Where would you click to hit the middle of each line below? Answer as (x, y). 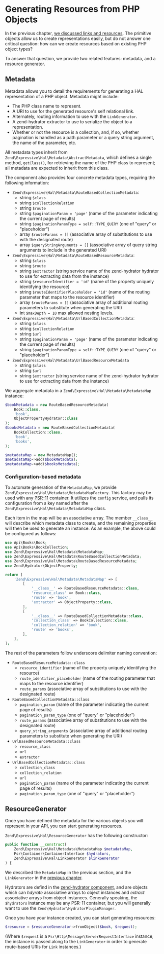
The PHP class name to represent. (47, 106)
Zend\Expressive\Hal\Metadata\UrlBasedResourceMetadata (70, 360)
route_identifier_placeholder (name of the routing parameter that (87, 678)
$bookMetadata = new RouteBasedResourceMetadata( (57, 405)
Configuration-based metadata (43, 477)
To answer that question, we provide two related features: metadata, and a (81, 58)
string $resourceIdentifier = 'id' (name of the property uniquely (87, 281)
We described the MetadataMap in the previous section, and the (68, 872)
